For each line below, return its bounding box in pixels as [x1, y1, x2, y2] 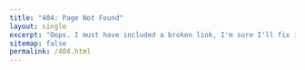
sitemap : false [9, 38, 67, 48]
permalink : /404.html [9, 47, 92, 56]
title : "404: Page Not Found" [9, 13, 124, 23]
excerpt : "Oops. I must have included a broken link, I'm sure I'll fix [9, 30, 290, 39]
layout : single [9, 22, 67, 31]
